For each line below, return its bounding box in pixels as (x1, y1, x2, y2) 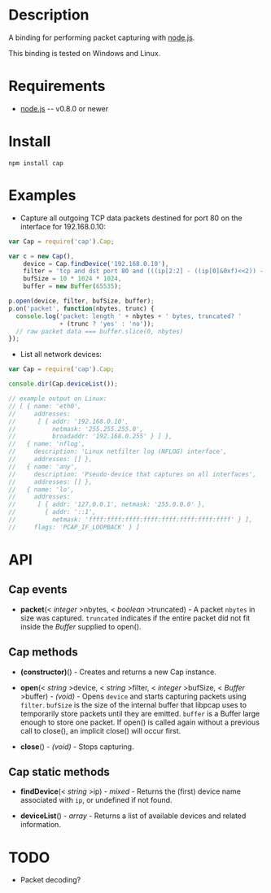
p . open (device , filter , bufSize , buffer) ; (8, 297, 155, 305)
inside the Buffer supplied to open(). (20, 621, 142, 631)
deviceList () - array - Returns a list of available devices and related (20, 811, 247, 821)
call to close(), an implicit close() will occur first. (20, 725, 181, 735)
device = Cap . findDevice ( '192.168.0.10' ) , (23, 259, 169, 268)
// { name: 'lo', (8, 486, 75, 494)
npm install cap (8, 159, 63, 168)
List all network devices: (20, 350, 102, 359)
